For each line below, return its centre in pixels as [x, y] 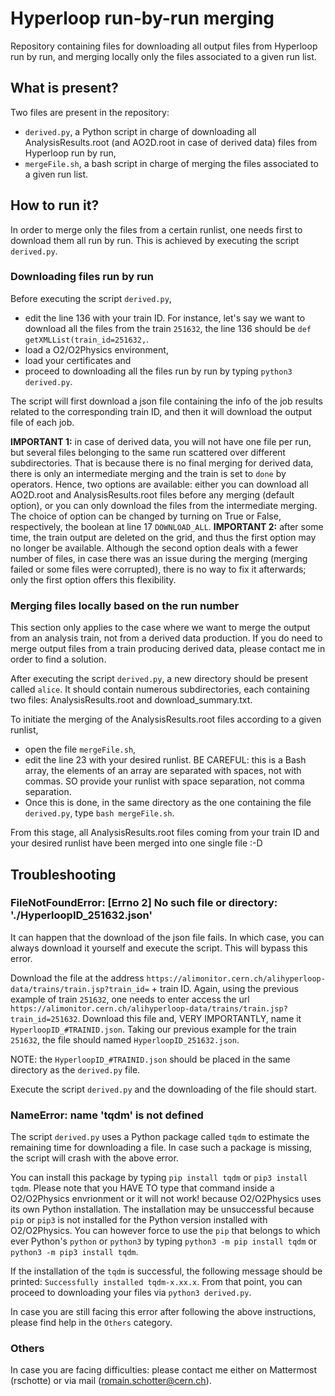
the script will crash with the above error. [94, 1158]
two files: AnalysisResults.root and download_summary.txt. [131, 700]
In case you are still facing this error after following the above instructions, [163, 1312]
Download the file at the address [77, 978]
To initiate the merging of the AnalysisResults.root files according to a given [166, 719]
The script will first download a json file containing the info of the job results [166, 401]
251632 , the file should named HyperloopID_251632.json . [125, 1039]
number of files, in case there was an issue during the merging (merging [159, 558]
